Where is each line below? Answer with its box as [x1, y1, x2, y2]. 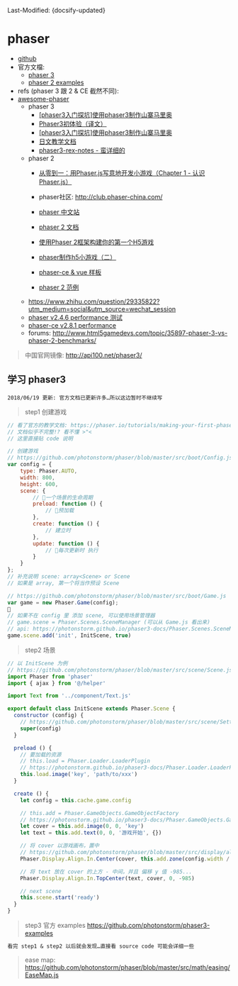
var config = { [7, 461, 52, 468]
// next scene [20, 887, 62, 894]
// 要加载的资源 [20, 751, 62, 758]
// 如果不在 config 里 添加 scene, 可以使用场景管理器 [7, 612, 156, 619]
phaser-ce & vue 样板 [38, 267, 102, 276]
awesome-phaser [17, 94, 69, 103]
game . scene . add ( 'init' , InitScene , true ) [7, 632, 132, 639]
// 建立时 [45, 526, 72, 534]
